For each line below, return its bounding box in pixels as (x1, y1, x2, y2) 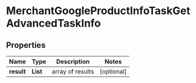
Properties (6, 40, 46, 50)
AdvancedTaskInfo (6, 16, 101, 30)
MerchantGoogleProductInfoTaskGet (6, 4, 191, 18)
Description (56, 58, 90, 65)
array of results (52, 68, 94, 75)
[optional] (99, 68, 127, 75)
